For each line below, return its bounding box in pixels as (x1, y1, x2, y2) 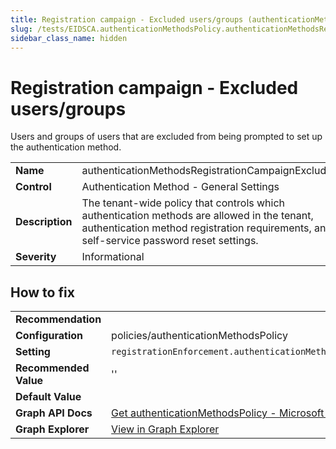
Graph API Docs (15, 406, 93, 420)
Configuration (15, 329, 84, 343)
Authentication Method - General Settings (81, 180, 280, 194)
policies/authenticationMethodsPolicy (111, 329, 288, 343)
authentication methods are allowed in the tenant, (81, 209, 314, 223)
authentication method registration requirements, (81, 221, 312, 235)
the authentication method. (10, 141, 122, 153)
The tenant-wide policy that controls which (81, 196, 286, 210)
